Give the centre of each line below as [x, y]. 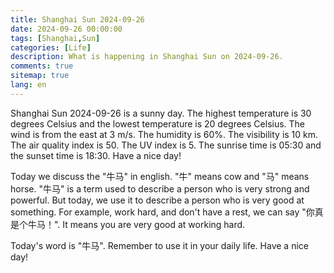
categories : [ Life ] [51, 47]
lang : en [28, 85]
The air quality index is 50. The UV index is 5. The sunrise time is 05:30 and [166, 145]
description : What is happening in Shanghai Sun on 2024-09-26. [147, 57]
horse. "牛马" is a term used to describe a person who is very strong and [160, 188]
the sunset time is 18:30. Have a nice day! [96, 155]
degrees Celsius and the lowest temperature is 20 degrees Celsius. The [158, 123]
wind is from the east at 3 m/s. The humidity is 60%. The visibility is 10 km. [164, 134]
